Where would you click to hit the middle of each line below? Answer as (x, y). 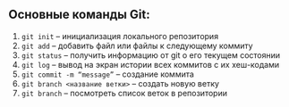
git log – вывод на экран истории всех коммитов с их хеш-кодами (150, 64)
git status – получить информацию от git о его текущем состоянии (151, 55)
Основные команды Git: (79, 15)
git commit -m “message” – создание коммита (107, 74)
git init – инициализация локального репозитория (120, 36)
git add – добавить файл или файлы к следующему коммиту (137, 45)
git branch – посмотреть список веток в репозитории (124, 93)
